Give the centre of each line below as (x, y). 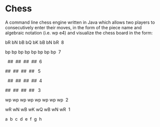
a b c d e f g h (23, 119)
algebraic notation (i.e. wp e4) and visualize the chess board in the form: (79, 33)
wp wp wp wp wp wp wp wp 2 (37, 100)
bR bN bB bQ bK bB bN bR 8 (35, 42)
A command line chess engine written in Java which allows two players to (80, 22)
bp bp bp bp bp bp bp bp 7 (33, 52)
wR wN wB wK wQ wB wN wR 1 (38, 109)
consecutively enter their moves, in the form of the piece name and (74, 27)
